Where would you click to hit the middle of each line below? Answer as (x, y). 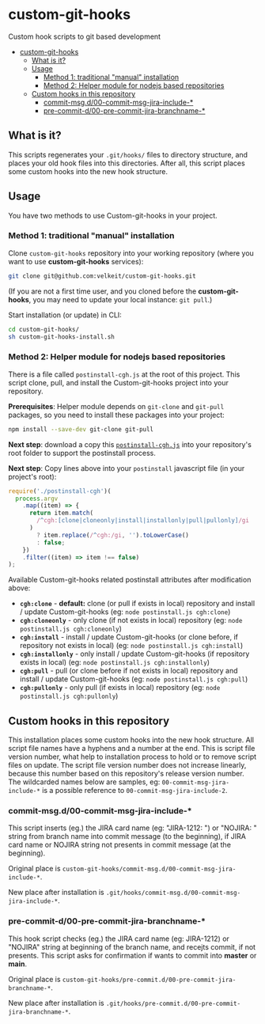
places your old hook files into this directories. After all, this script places (127, 163)
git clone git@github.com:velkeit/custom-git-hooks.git (102, 276)
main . (18, 964)
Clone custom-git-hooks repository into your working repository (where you (131, 253)
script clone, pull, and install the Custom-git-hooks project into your (119, 382)
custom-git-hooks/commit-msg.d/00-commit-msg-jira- (149, 869)
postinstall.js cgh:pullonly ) (69, 696)
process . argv (37, 499)
